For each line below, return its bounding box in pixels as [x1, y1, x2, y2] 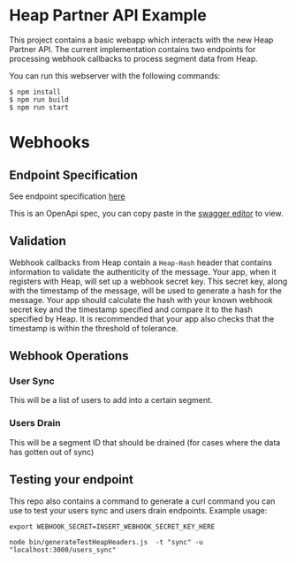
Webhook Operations [9, 348, 129, 363]
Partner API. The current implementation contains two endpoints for [9, 43, 256, 54]
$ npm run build [9, 95, 69, 104]
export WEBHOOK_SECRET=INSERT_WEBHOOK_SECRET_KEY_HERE [9, 522, 216, 531]
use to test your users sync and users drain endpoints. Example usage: [9, 505, 268, 515]
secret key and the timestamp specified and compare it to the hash [9, 304, 254, 315]
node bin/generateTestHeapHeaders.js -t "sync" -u [9, 537, 203, 546]
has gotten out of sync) [9, 446, 95, 457]
